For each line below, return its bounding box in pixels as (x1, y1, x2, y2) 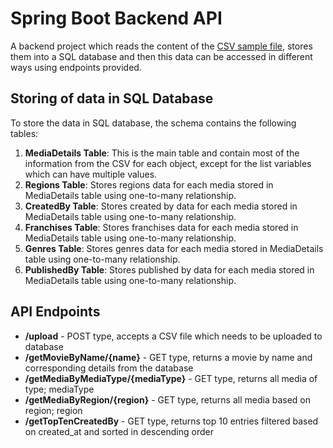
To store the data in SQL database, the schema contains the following (10, 117, 297, 129)
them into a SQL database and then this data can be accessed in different (10, 50, 313, 62)
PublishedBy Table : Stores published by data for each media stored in (24, 263, 315, 276)
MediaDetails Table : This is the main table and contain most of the (24, 147, 300, 159)
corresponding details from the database (24, 362, 194, 374)
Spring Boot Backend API (10, 7, 223, 30)
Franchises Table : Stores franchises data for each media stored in (24, 221, 299, 233)
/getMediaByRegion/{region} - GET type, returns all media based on (24, 393, 311, 406)
